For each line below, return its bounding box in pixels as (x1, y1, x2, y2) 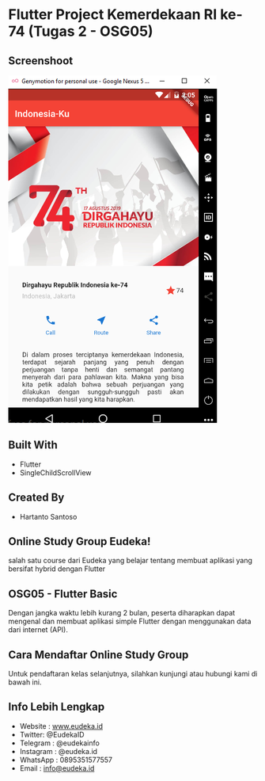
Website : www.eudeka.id (19, 721, 104, 730)
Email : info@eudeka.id (19, 763, 95, 773)
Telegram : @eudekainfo (19, 738, 100, 748)
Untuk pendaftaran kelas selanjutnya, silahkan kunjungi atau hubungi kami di (8, 669, 258, 679)
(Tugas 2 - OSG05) (28, 22, 153, 40)
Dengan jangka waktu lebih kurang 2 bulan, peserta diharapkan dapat (8, 608, 236, 618)
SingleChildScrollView (19, 467, 93, 477)
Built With (8, 438, 58, 452)
